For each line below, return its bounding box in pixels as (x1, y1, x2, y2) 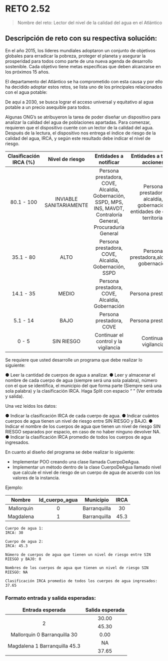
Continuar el (94, 332, 123, 339)
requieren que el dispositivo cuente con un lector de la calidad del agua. (5, 124, 154, 130)
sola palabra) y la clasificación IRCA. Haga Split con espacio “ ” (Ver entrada (5, 388, 162, 394)
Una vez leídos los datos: (5, 403, 57, 409)
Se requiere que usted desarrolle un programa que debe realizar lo (5, 357, 142, 363)
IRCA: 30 (5, 530, 23, 535)
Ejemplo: (5, 484, 23, 490)
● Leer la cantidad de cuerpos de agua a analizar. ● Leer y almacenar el (5, 372, 155, 378)
